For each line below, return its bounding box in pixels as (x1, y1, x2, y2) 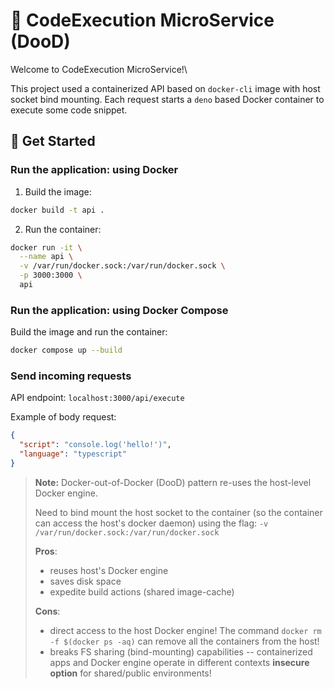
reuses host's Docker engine (49, 564, 169, 576)
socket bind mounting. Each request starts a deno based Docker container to (10, 93, 325, 105)
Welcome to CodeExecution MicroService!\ (10, 63, 188, 75)
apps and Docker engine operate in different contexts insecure (49, 656, 310, 668)
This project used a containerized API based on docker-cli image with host (10, 82, 321, 94)
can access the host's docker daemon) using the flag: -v (34, 517, 269, 529)
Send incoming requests (10, 369, 132, 383)
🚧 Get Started (10, 133, 96, 150)
